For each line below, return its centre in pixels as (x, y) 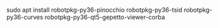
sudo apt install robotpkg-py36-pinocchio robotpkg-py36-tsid (94, 10)
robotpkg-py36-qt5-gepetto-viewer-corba (105, 17)
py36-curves (25, 17)
